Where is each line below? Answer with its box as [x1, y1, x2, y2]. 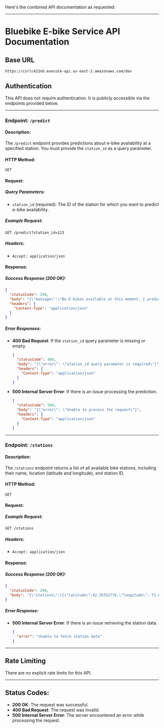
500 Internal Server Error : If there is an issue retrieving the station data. [12, 620, 158, 626]
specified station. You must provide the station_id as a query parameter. [5, 145, 152, 151]
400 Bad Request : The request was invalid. [12, 707, 100, 713]
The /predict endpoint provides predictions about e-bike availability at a [5, 140, 151, 146]
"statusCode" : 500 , [17, 403, 57, 408]
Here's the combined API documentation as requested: [5, 4, 116, 10]
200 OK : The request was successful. [12, 702, 89, 707]
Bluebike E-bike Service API [5, 26, 121, 37]
